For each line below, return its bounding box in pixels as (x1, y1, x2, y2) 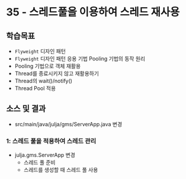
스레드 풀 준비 (23, 159, 56, 166)
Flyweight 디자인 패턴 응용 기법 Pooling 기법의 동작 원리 (14, 55, 146, 62)
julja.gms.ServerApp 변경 (14, 152, 76, 159)
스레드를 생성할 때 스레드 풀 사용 (23, 167, 98, 174)
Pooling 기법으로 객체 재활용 (14, 63, 81, 69)
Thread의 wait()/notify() (14, 78, 73, 84)
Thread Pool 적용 (14, 85, 56, 92)
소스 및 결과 (6, 104, 46, 114)
